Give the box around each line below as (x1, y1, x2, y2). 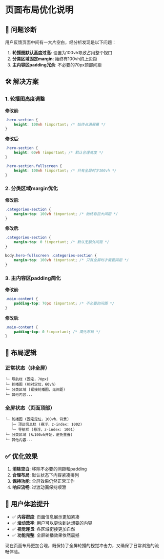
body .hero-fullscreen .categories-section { (5, 253, 97, 258)
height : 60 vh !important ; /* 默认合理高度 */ (14, 150, 103, 155)
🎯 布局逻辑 (5, 348, 37, 357)
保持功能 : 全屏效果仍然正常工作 (12, 478, 75, 484)
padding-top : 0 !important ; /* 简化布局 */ (14, 329, 101, 334)
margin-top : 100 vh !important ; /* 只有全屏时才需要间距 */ (14, 258, 129, 262)
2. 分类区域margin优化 (5, 185, 58, 192)
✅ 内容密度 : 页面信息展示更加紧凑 (12, 514, 80, 519)
